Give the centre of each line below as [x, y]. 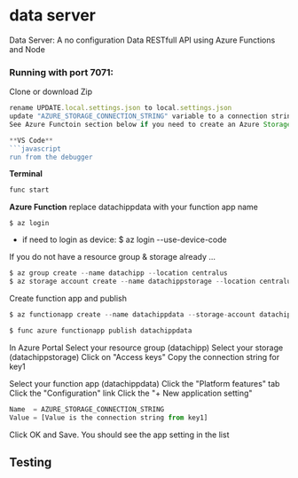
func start [29, 190]
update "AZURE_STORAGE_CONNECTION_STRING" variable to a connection [138, 116]
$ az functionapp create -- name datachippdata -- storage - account [132, 315]
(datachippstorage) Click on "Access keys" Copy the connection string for [145, 357]
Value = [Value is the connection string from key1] [109, 418]
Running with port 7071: [61, 72]
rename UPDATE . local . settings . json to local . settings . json [121, 108]
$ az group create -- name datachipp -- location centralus [118, 273]
